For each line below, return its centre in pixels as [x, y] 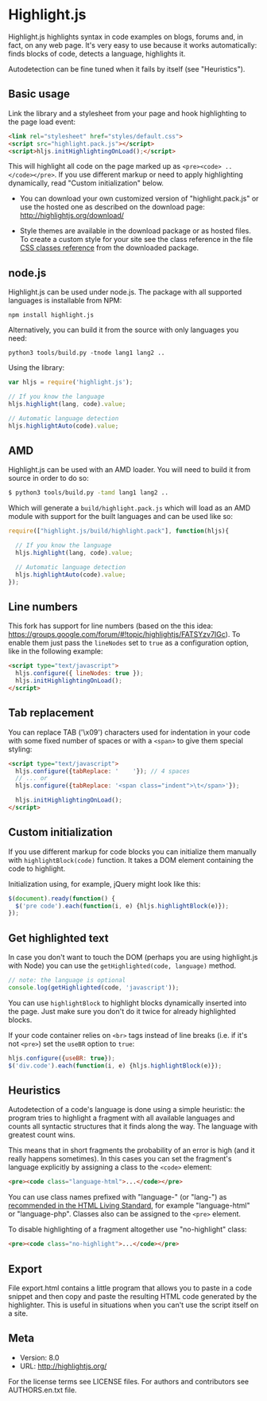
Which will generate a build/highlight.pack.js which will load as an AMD [130, 508]
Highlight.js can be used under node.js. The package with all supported [125, 292]
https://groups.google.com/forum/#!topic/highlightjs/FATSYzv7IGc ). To [124, 634]
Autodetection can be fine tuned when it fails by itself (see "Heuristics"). [127, 68]
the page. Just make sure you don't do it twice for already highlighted [122, 1011]
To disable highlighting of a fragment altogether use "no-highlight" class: [128, 1229]
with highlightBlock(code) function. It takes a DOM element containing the [131, 860]
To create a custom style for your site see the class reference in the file [136, 240]
